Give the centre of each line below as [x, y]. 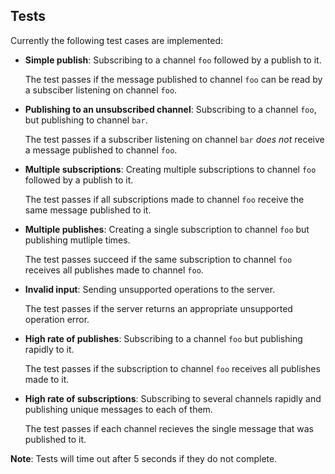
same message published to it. [88, 210]
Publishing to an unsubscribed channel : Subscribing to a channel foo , [170, 109]
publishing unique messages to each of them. [118, 409]
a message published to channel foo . [101, 150]
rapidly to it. [49, 349]
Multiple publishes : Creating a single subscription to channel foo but [167, 229]
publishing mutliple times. [77, 240]
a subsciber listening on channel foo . [101, 90]
